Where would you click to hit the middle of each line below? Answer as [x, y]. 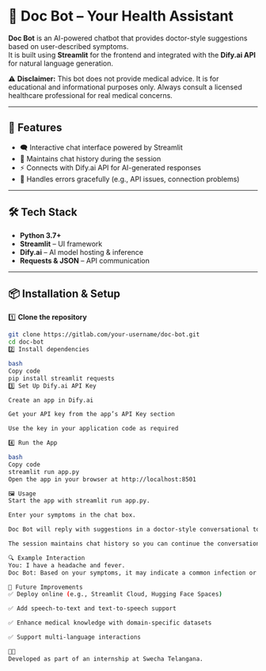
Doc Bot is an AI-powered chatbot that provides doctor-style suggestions [128, 38]
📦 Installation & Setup [65, 293]
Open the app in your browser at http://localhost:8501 [102, 479]
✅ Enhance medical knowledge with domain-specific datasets [110, 623]
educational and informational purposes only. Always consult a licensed [125, 87]
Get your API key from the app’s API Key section [92, 415]
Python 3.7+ [40, 235]
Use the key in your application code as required [93, 429]
